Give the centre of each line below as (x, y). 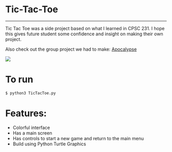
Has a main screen (32, 133)
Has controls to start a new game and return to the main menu (78, 138)
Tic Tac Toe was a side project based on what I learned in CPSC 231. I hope (85, 28)
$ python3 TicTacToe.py (31, 93)
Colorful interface (31, 127)
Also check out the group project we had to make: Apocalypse (71, 49)
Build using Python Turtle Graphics (49, 144)
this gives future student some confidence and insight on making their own (84, 34)
